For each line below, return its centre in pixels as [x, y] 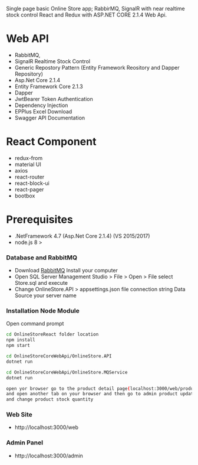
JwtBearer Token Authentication [54, 99]
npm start [18, 346]
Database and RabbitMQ [42, 258]
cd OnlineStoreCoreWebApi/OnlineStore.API [59, 356]
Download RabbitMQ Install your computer [66, 271]
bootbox [25, 196]
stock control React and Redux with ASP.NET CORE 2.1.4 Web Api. [86, 15]
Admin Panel [24, 443]
